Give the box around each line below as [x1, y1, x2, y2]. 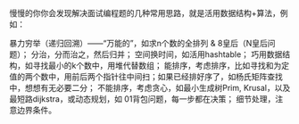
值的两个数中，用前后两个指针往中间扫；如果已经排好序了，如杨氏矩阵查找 [9, 71, 283, 82]
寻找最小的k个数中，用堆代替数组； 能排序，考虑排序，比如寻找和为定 [32, 61, 290, 70]
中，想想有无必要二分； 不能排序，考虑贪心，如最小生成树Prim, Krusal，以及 [9, 83, 291, 93]
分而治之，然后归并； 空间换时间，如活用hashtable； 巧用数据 [54, 49, 283, 60]
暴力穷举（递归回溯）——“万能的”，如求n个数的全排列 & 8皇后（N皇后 [9, 38, 268, 48]
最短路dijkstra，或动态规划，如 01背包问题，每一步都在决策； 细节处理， [9, 94, 276, 104]
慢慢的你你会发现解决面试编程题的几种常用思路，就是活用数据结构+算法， [9, 8, 281, 18]
